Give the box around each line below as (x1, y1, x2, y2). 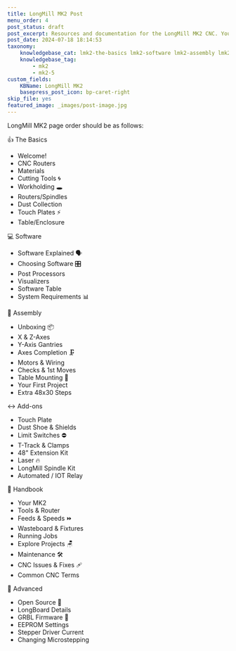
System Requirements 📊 (17, 292, 89, 301)
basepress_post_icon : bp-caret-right (20, 89, 131, 96)
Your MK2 (17, 498, 47, 507)
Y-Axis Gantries (17, 340, 63, 348)
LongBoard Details (17, 605, 72, 614)
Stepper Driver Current (17, 628, 84, 636)
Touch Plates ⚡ (17, 208, 61, 216)
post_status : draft (7, 23, 65, 30)
